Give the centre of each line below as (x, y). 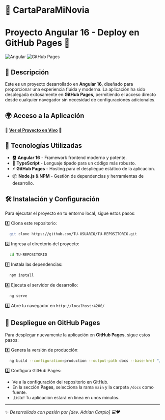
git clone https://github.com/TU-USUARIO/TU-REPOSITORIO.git (73, 234)
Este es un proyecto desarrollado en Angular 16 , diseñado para (69, 84)
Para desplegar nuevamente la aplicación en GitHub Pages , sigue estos (78, 335)
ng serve (18, 296)
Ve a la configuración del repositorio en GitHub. (60, 382)
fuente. (19, 392)
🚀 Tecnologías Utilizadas (43, 145)
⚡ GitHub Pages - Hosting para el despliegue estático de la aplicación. (84, 168)
